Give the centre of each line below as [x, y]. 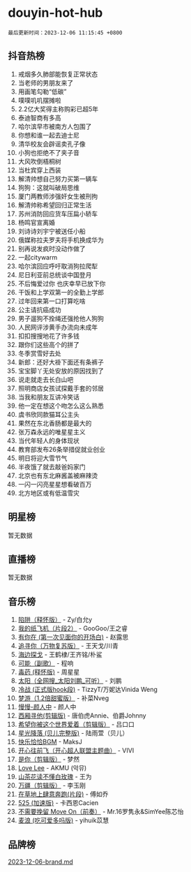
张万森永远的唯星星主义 [52, 431]
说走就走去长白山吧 [46, 379]
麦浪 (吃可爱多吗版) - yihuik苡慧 [63, 820]
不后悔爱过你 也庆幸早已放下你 [62, 283]
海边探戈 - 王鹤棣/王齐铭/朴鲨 [60, 655]
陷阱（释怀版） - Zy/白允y [55, 620]
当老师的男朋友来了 [46, 82]
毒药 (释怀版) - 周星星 [49, 672]
